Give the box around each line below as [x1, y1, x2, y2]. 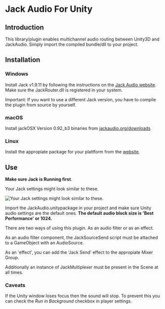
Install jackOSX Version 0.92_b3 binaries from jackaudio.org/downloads [5, 125, 151, 131]
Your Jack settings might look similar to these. [5, 186, 99, 192]
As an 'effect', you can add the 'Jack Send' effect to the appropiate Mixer [5, 249, 153, 255]
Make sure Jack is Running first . [5, 176, 72, 182]
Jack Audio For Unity [5, 3, 93, 15]
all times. [5, 270, 24, 275]
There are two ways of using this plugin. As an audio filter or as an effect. [5, 225, 154, 231]
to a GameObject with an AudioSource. [5, 240, 84, 246]
